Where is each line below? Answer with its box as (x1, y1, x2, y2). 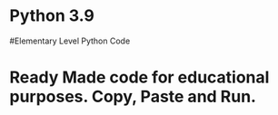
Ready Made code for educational (9, 67, 270, 88)
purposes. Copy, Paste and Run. (9, 87, 257, 107)
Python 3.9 (9, 5, 95, 26)
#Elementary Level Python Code (9, 35, 131, 46)
